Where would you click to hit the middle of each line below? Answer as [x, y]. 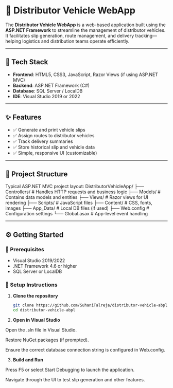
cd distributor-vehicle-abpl [44, 310]
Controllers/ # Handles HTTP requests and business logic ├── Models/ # [83, 192]
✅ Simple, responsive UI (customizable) [55, 153]
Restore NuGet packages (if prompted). [47, 340]
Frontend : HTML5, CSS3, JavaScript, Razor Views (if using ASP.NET [85, 75]
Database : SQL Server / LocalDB [48, 91]
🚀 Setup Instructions [31, 285]
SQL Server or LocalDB [37, 271]
